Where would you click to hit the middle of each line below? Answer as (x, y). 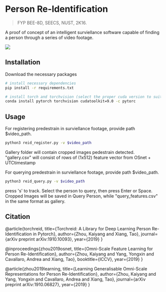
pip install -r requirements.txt (40, 88)
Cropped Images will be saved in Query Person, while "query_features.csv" (82, 196)
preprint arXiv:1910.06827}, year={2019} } (48, 284)
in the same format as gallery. (35, 201)
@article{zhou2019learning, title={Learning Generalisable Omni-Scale (76, 269)
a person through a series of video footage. (49, 37)
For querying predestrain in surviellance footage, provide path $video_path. (82, 172)
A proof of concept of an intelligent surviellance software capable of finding (82, 32)
